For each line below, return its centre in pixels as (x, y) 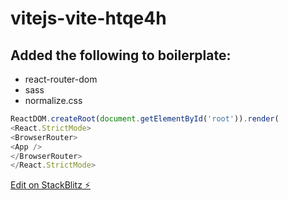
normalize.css (53, 100)
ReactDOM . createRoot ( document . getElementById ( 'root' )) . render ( (145, 119)
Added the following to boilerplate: (121, 55)
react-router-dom (61, 79)
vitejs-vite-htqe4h (88, 18)
